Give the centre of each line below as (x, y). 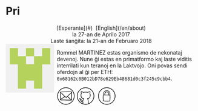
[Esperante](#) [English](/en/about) (101, 28)
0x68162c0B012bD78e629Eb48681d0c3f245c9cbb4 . (114, 78)
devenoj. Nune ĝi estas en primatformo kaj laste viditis (124, 59)
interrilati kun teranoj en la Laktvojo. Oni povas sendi (122, 66)
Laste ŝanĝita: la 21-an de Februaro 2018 (101, 41)
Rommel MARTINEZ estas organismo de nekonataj (119, 52)
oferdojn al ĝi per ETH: (85, 72)
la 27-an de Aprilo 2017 (101, 34)
